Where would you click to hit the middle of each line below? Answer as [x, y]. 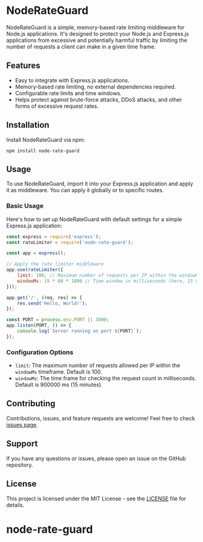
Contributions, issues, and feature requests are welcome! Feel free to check [101, 418]
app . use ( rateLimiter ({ [35, 270]
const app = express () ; [36, 253]
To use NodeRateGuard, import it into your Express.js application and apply [100, 184]
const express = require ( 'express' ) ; [54, 237]
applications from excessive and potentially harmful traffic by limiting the [97, 40]
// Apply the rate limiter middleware [55, 264]
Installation [28, 125]
